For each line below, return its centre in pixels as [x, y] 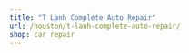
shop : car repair [42, 34]
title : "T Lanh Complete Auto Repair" [83, 18]
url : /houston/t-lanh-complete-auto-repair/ [95, 26]
